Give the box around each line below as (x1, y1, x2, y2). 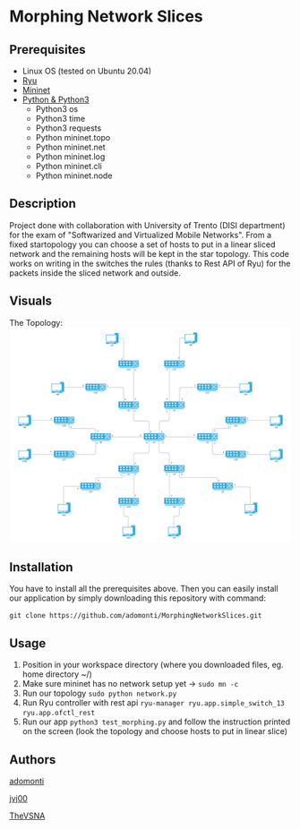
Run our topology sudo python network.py (21, 688, 177, 699)
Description (9, 196, 76, 211)
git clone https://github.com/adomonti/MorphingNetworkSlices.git (9, 611, 262, 620)
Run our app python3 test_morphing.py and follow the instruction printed (21, 716, 291, 727)
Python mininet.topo (35, 132, 111, 142)
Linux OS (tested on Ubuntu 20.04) (21, 65, 152, 76)
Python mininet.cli (35, 161, 103, 171)
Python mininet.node (35, 170, 113, 181)
